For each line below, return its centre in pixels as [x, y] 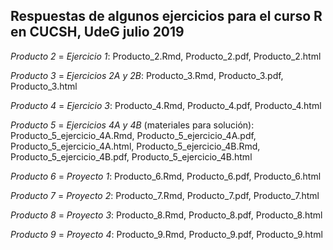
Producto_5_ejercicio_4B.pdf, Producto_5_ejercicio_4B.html [131, 156]
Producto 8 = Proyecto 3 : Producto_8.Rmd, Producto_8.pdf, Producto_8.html [166, 215]
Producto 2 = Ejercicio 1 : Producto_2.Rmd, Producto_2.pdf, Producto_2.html [166, 56]
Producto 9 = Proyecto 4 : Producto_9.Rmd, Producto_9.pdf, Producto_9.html [166, 234]
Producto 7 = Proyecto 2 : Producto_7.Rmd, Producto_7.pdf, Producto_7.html [165, 195]
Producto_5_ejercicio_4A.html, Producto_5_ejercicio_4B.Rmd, [135, 146]
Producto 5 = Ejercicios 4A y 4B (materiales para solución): [132, 125]
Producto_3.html [44, 86]
